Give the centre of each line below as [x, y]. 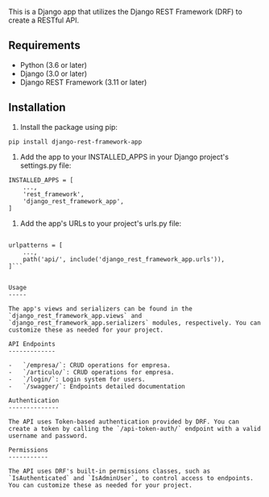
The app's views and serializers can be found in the [101, 309]
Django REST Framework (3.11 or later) [83, 82]
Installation [37, 108]
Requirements [44, 46]
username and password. [48, 436]
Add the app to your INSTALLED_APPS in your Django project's [124, 157]
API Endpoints [32, 344]
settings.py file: [46, 165]
